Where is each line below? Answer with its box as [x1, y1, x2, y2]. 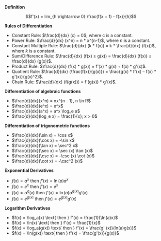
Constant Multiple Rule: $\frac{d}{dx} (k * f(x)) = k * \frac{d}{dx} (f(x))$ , [11, 43, 156, 48]
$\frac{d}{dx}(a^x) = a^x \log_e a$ [11, 108, 80, 114]
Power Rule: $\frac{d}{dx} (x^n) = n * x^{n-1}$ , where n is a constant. [11, 37, 151, 43]
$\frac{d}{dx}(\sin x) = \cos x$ [11, 132, 73, 138]
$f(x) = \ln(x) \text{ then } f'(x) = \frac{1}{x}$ [11, 220, 100, 225]
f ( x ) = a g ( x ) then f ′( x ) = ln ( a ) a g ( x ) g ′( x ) [11, 189, 88, 195]
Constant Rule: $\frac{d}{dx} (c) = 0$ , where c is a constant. [11, 33, 133, 38]
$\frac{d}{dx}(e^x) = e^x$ [11, 103, 64, 109]
